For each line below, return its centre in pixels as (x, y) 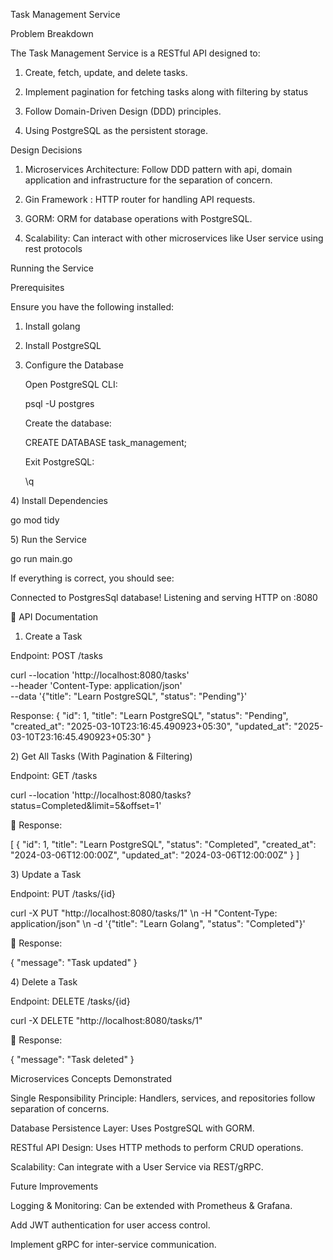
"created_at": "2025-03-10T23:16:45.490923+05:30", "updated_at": (151, 726)
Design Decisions (46, 150)
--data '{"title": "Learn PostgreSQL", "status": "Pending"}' (129, 696)
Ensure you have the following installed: (92, 307)
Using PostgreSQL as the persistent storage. (116, 130)
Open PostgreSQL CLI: (71, 384)
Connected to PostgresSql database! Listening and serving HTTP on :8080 (164, 597)
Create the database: (68, 423)
